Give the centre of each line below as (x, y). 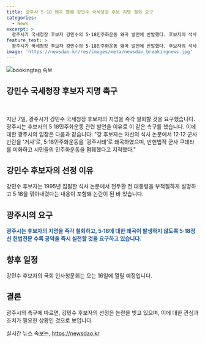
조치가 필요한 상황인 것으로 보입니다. (50, 320)
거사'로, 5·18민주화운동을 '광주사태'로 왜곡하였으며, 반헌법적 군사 (101, 142)
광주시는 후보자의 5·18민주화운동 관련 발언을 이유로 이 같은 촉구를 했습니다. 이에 (101, 127)
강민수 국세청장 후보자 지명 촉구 (62, 91)
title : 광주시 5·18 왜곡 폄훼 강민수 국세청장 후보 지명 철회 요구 (80, 12)
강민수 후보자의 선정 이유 (50, 170)
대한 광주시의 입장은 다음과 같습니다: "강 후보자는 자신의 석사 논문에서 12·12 (96, 134)
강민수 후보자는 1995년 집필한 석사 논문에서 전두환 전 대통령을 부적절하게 (93, 186)
